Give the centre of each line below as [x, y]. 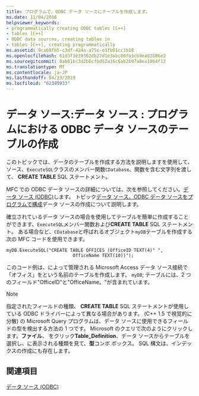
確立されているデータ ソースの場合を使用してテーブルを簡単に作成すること [97, 217]
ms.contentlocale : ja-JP [37, 72]
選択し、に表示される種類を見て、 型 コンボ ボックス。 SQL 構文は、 [89, 343]
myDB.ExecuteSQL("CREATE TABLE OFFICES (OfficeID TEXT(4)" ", [85, 250]
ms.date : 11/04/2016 [32, 17]
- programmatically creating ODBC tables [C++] [66, 28]
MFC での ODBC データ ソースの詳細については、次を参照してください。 [95, 189]
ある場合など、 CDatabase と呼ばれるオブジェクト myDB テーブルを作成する [105, 232]
